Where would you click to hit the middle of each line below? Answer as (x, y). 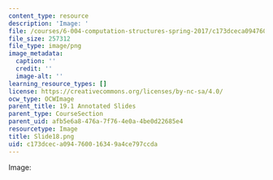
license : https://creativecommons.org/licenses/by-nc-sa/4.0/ (116, 91)
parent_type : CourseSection (56, 114)
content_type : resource (49, 16)
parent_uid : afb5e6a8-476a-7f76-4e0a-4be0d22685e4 (96, 122)
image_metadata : (36, 54)
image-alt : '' (39, 76)
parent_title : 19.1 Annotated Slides (72, 106)
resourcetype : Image (43, 129)
